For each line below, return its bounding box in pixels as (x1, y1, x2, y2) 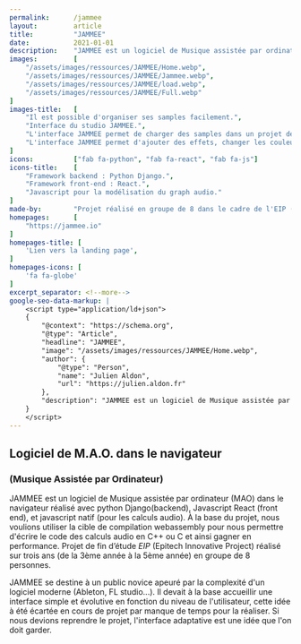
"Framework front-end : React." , (25, 180, 150, 189)
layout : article (9, 21, 102, 30)
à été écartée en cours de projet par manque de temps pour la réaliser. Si (9, 605, 279, 616)
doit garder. (9, 624, 52, 636)
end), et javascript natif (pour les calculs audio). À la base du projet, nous (9, 512, 280, 523)
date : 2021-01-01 (9, 38, 115, 47)
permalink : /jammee (9, 13, 102, 22)
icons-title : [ (9, 163, 78, 172)
